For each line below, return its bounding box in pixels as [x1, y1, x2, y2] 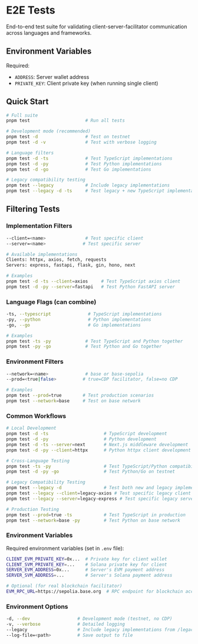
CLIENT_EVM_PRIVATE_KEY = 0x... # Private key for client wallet [6, 556, 167, 562]
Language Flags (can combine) [6, 298, 97, 306]
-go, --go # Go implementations [6, 322, 141, 328]
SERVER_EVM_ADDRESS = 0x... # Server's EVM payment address [6, 567, 165, 573]
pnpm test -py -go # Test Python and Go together [6, 344, 162, 350]
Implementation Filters [6, 222, 72, 230]
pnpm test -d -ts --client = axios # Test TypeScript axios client [6, 278, 181, 284]
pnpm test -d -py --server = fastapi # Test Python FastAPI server [6, 284, 176, 290]
